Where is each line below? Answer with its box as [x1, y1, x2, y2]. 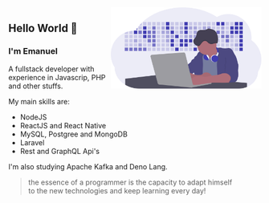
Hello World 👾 [8, 22, 78, 35]
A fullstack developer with [8, 63, 95, 74]
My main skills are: [8, 96, 70, 106]
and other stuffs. [8, 81, 63, 91]
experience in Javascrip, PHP [8, 72, 106, 82]
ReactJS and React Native [19, 120, 107, 130]
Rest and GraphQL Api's [19, 146, 100, 156]
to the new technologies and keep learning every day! [27, 185, 206, 195]
